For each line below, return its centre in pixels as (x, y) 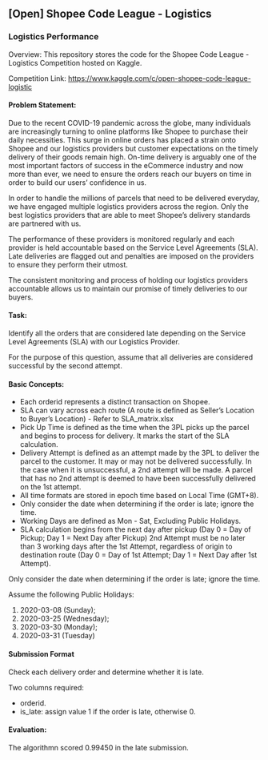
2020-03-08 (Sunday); (58, 610)
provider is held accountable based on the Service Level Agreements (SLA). (133, 247)
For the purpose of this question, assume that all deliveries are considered (131, 357)
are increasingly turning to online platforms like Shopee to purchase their (128, 131)
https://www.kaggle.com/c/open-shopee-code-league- (160, 78)
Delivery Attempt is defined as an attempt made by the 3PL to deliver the (140, 453)
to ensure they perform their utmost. (68, 264)
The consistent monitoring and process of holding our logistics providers (128, 279)
